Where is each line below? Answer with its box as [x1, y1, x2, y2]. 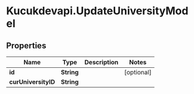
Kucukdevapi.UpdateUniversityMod [6, 4, 189, 18]
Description [84, 58, 119, 66]
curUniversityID [9, 78, 56, 86]
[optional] [124, 68, 152, 76]
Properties [6, 40, 47, 51]
